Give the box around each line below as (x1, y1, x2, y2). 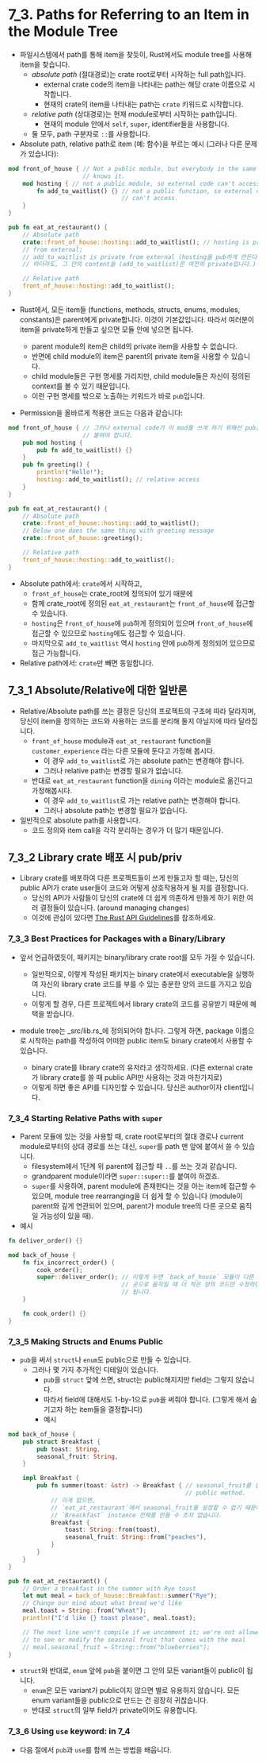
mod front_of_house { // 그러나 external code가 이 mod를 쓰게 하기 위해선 (8, 423, 242, 432)
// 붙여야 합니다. (82, 431, 133, 439)
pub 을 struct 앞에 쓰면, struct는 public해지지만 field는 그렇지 (43, 1375, 234, 1384)
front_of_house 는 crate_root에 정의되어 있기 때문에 (31, 588, 193, 598)
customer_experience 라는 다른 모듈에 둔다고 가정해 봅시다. (31, 746, 215, 755)
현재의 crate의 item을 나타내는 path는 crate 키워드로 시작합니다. (43, 99, 244, 109)
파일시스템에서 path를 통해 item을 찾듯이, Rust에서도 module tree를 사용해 (19, 49, 252, 59)
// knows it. (82, 172, 126, 180)
